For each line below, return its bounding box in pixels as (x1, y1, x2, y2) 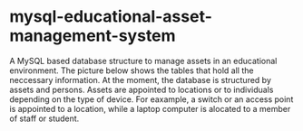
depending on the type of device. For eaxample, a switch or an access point (9, 93, 294, 105)
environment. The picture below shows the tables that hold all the (9, 65, 254, 76)
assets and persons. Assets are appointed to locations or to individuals (9, 84, 274, 95)
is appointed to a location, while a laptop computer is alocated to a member (9, 103, 291, 114)
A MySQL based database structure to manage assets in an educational (9, 55, 278, 66)
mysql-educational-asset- (9, 6, 213, 27)
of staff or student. (9, 113, 80, 124)
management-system (9, 25, 176, 46)
